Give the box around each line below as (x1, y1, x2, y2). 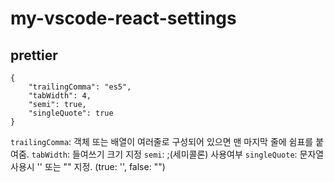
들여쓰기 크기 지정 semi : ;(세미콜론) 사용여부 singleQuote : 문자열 (71, 148, 325, 160)
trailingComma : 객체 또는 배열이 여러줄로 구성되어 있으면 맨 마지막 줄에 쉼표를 (10, 136, 314, 147)
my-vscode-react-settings (10, 7, 237, 30)
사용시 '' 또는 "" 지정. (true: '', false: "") (10, 161, 166, 172)
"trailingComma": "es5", (28, 82, 132, 92)
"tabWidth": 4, (28, 91, 92, 101)
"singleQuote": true (28, 108, 114, 118)
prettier (10, 47, 58, 64)
